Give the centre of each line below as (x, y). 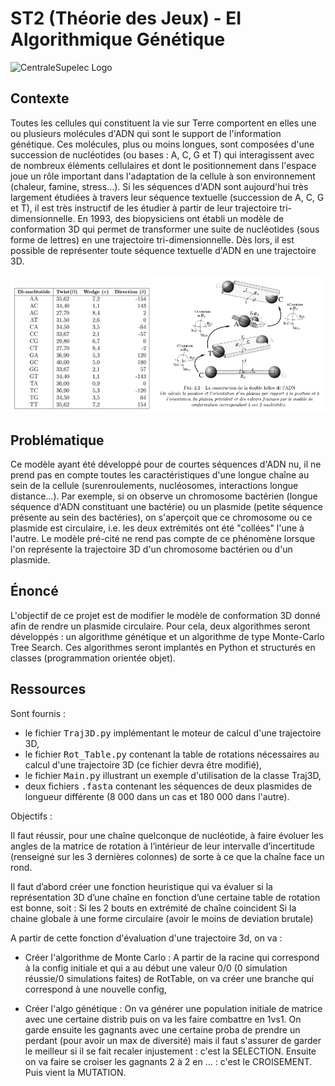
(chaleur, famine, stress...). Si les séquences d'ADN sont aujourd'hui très (159, 186)
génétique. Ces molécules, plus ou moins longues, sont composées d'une (162, 144)
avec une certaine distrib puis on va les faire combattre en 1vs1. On (163, 1019)
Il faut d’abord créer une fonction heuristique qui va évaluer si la (141, 886)
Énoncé (34, 591)
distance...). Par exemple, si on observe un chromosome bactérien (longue (164, 496)
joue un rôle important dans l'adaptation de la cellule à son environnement (163, 176)
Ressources (48, 689)
